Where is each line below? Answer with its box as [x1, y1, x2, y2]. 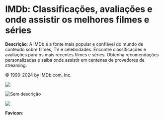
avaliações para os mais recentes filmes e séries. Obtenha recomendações [5, 51, 159, 58]
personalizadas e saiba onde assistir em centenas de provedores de [5, 57, 145, 63]
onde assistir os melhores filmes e [5, 14, 150, 25]
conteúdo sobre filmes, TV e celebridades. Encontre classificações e [5, 46, 147, 52]
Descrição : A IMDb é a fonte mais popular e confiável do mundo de [5, 41, 144, 47]
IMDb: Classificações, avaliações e [5, 3, 153, 15]
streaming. [5, 62, 27, 68]
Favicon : [5, 110, 23, 116]
